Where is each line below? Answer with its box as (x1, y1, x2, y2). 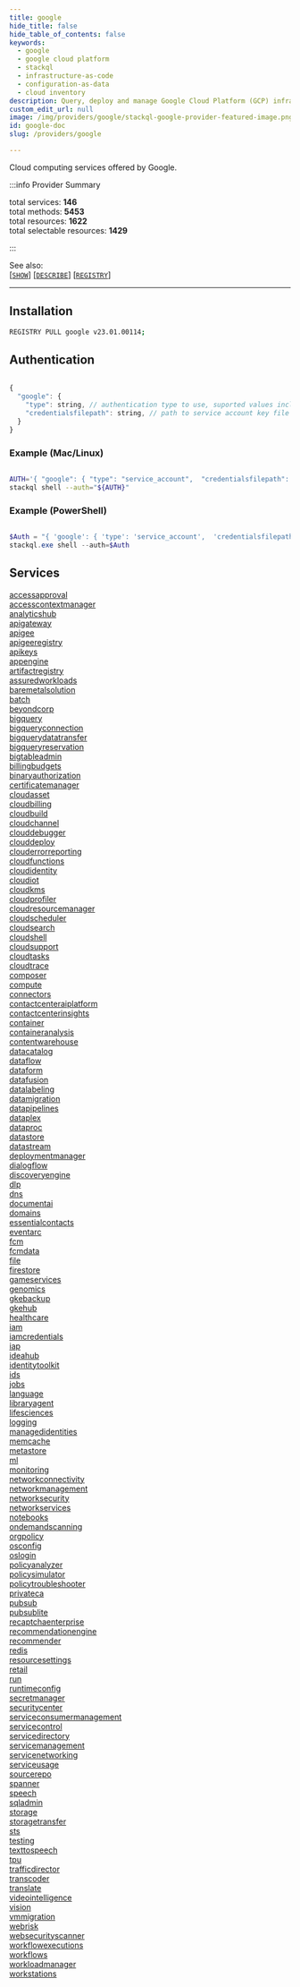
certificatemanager (9, 780, 80, 790)
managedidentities (9, 1426, 78, 1437)
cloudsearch (9, 922, 55, 933)
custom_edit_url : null (9, 105, 94, 114)
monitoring (9, 1464, 49, 1475)
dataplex (9, 1112, 42, 1123)
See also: (9, 260, 44, 270)
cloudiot (9, 874, 39, 885)
